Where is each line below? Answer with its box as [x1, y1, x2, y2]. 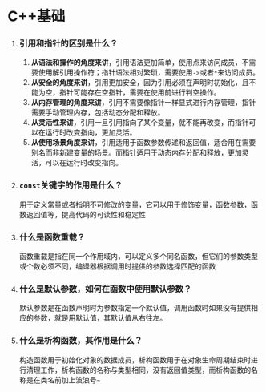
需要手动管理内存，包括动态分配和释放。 [30, 107, 165, 117]
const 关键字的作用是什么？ [18, 180, 123, 191]
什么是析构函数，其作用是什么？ [18, 335, 143, 346]
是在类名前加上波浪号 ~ [26, 374, 101, 385]
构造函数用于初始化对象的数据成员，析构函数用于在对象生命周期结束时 [18, 354, 252, 365]
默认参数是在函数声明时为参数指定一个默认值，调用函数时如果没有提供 [18, 303, 252, 313]
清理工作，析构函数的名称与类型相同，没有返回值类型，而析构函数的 [26, 365, 252, 374]
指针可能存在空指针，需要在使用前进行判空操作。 [58, 87, 221, 97]
